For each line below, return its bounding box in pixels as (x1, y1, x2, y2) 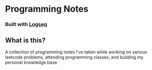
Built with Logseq (5, 21, 47, 28)
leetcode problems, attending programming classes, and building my (5, 54, 143, 60)
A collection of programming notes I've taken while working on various (5, 49, 148, 55)
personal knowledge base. (5, 59, 59, 65)
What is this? (5, 36, 46, 45)
